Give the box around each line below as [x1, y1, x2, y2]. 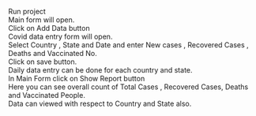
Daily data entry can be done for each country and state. [8, 65, 193, 74]
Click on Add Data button [8, 24, 90, 32]
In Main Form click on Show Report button [8, 74, 145, 83]
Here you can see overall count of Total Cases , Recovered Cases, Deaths [8, 82, 249, 92]
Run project [8, 7, 46, 16]
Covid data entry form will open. [8, 32, 113, 41]
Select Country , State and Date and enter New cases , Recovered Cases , [8, 40, 249, 50]
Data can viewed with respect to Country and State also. [8, 99, 192, 108]
